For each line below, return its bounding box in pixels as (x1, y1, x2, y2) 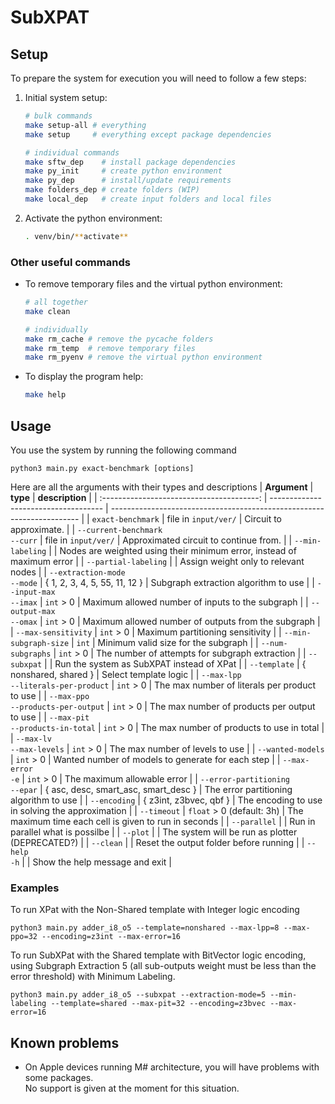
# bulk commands (24, 111, 93, 121)
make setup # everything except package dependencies (24, 129, 272, 140)
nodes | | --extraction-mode (10, 566, 126, 578)
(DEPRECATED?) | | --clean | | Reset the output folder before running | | (10, 836, 305, 848)
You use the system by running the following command (10, 444, 237, 456)
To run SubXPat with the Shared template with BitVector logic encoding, (10, 949, 307, 961)
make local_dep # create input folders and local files (24, 194, 272, 204)
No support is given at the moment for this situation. (24, 1082, 240, 1095)
